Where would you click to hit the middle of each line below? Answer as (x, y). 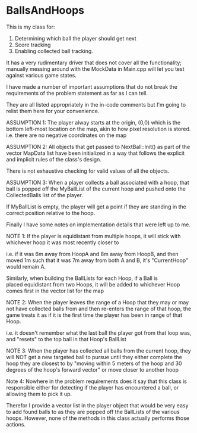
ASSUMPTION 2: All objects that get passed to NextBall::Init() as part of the (98, 147)
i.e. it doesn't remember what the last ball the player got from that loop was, (99, 333)
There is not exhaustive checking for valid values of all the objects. (88, 171)
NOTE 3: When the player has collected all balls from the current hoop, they (99, 351)
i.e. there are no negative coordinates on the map (66, 135)
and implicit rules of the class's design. (54, 159)
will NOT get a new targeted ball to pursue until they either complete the (94, 357)
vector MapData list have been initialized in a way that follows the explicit (96, 153)
